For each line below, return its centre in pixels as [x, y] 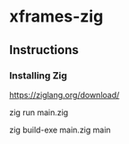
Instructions [44, 50]
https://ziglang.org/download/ [64, 94]
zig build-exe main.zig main [60, 130]
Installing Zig [38, 76]
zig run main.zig [39, 112]
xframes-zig [56, 17]
